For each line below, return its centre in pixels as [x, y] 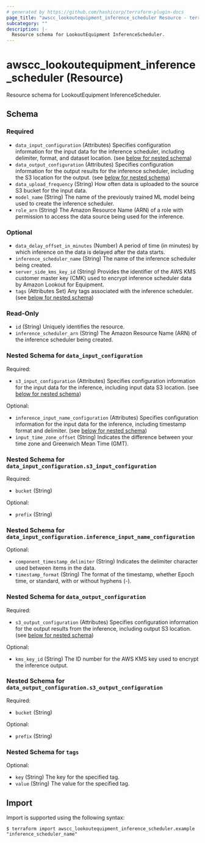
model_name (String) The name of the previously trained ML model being [105, 197]
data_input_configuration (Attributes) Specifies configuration [93, 145]
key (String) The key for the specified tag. [67, 777]
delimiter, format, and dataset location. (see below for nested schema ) [103, 158]
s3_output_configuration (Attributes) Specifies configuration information [106, 622]
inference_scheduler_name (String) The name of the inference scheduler [106, 259]
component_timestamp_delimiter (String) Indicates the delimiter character [106, 562]
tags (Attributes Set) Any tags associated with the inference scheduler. [104, 291]
